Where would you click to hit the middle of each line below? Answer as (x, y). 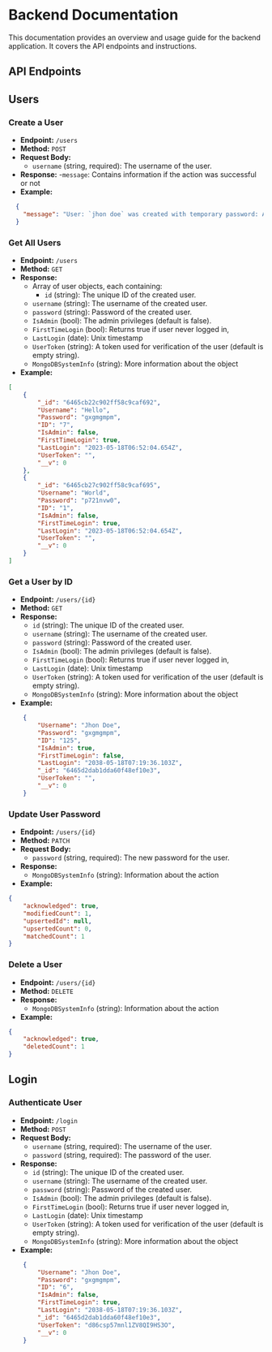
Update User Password (55, 814)
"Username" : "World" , (74, 493)
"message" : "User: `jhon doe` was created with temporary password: (141, 214)
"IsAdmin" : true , (66, 748)
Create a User (36, 122)
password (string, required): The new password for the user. (131, 857)
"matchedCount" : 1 (54, 936)
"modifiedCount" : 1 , (57, 914)
